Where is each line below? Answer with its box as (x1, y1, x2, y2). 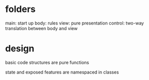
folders (5, 3, 36, 15)
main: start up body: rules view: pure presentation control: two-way (5, 20, 144, 26)
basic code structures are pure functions (5, 59, 89, 65)
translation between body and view (5, 25, 78, 31)
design (5, 43, 34, 54)
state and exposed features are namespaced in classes (5, 69, 119, 75)
